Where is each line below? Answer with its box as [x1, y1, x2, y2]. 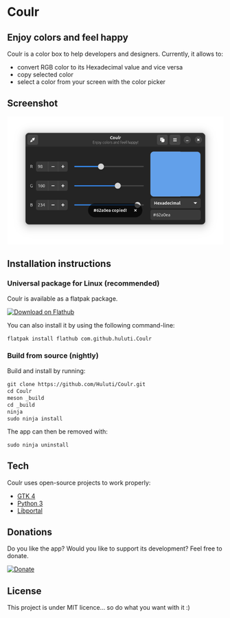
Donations [7, 526, 53, 538]
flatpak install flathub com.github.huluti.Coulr [7, 335, 152, 342]
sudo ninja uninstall [7, 441, 69, 448]
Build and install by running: [7, 366, 86, 375]
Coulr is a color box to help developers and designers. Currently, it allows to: [7, 50, 223, 58]
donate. [7, 552, 29, 560]
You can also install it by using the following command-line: [7, 321, 175, 329]
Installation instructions [7, 258, 111, 270]
